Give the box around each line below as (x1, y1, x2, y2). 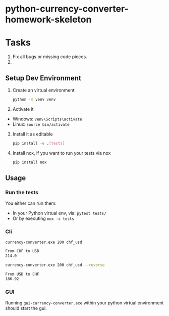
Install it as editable (12, 131, 53, 137)
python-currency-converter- (5, 3, 129, 15)
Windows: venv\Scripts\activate (12, 116, 82, 122)
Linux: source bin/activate (12, 121, 70, 127)
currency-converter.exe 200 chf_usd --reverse (5, 262, 105, 268)
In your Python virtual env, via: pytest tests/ (12, 210, 107, 216)
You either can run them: (5, 200, 57, 206)
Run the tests (5, 189, 39, 196)
